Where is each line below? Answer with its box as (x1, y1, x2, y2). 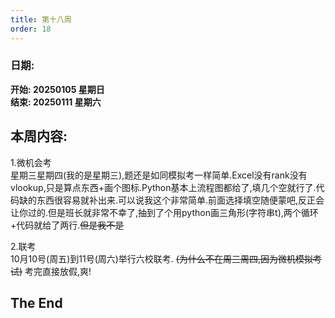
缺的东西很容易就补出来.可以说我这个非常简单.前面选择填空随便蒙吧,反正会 (18, 194, 325, 206)
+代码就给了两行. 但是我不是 (10, 219, 125, 231)
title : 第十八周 (10, 14, 72, 25)
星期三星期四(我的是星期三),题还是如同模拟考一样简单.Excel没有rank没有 (10, 169, 308, 181)
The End (10, 295, 63, 311)
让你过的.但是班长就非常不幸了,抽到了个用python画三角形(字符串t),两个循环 (10, 206, 319, 218)
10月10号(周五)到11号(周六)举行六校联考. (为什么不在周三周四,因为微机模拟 (10, 252, 313, 265)
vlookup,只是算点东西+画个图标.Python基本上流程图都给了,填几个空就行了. (10, 181, 317, 193)
